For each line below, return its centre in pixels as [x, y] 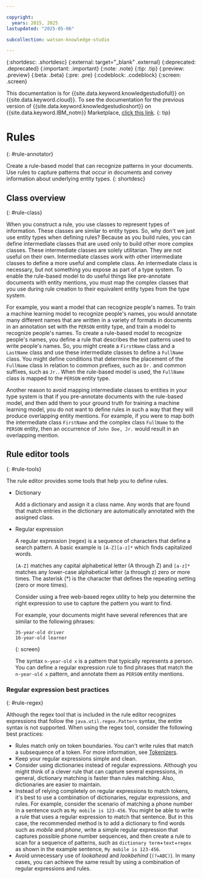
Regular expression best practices [58, 690]
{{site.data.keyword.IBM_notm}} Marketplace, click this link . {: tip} [88, 112]
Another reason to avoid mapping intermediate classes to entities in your [97, 390]
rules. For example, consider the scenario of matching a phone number [104, 804]
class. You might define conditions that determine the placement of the [95, 359]
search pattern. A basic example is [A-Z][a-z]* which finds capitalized [103, 547]
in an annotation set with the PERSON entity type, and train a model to [91, 327]
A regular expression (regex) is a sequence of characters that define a [103, 541]
